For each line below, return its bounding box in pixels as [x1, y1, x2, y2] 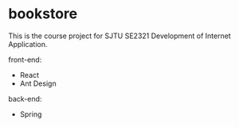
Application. [8, 39, 48, 48]
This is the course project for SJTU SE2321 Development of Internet [8, 31, 231, 40]
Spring [19, 109, 42, 119]
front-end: [8, 55, 42, 64]
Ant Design [19, 79, 57, 88]
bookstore [8, 5, 78, 23]
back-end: [8, 94, 42, 103]
